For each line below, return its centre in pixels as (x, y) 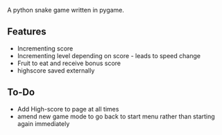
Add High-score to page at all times (68, 109)
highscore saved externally (56, 70)
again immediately (43, 123)
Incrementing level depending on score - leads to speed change (109, 55)
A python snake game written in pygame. (66, 10)
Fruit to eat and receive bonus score (69, 63)
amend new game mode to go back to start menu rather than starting (116, 116)
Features (27, 31)
